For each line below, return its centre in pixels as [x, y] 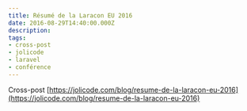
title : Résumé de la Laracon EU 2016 [70, 15]
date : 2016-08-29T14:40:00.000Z [61, 23]
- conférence [30, 67]
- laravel [25, 60]
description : [30, 30]
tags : [17, 38]
